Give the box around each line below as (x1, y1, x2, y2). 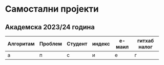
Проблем (39, 41, 62, 47)
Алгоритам (7, 41, 35, 47)
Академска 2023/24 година (5, 23, 95, 31)
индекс (92, 41, 110, 47)
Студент (66, 41, 88, 47)
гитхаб (137, 38, 154, 44)
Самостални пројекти (5, 3, 99, 15)
